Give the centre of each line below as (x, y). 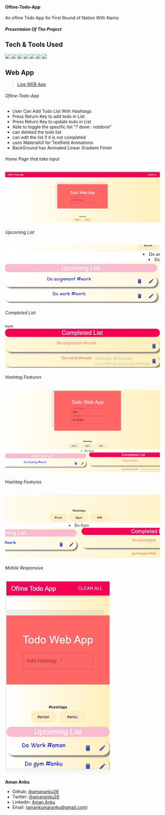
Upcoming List (20, 232)
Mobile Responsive (24, 567)
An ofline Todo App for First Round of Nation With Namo (62, 18)
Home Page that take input (32, 159)
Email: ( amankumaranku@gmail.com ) (50, 807)
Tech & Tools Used (34, 45)
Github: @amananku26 (35, 792)
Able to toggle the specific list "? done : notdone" (62, 127)
